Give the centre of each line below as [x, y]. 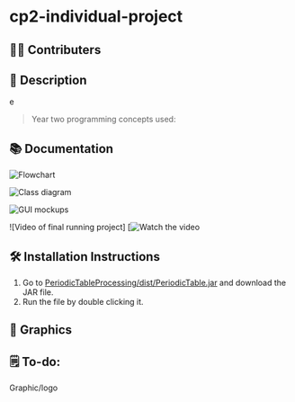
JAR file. [38, 292]
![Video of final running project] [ [70, 228]
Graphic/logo [34, 388]
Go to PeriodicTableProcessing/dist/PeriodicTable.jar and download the [154, 283]
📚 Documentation [62, 149]
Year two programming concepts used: [103, 120]
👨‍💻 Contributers [55, 50]
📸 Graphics [41, 330]
